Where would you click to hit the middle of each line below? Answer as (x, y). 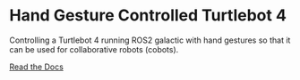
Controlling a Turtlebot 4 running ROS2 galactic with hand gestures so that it (150, 40)
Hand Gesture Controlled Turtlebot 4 (148, 16)
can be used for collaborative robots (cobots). (94, 49)
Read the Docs (37, 67)
